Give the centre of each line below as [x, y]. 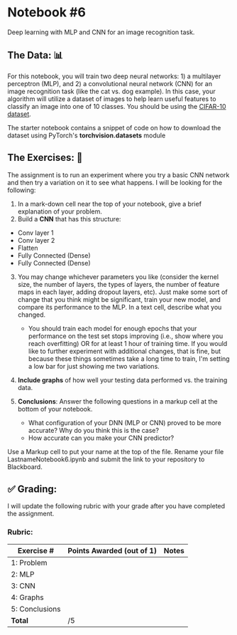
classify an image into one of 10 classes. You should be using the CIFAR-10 [117, 106]
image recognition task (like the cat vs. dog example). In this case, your [111, 91]
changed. [32, 315]
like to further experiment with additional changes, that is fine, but [125, 351]
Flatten [28, 248]
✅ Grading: [32, 489]
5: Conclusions [36, 609]
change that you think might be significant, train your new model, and [119, 299]
